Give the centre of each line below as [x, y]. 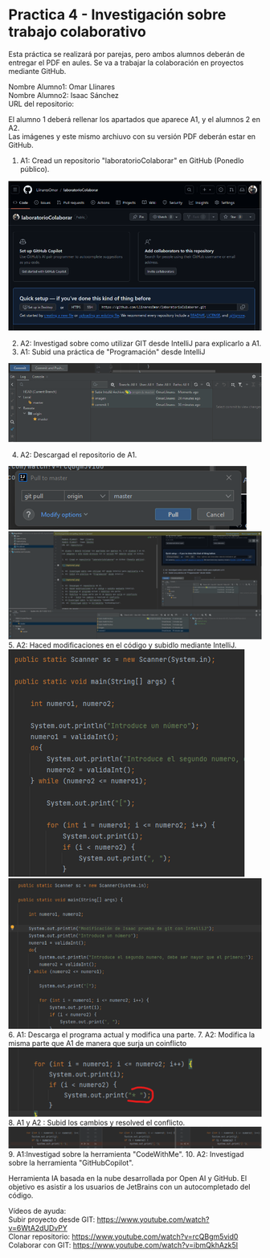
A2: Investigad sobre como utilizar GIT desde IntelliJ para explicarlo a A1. [141, 344]
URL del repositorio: [41, 104]
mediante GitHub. [37, 71]
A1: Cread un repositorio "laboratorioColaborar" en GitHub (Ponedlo [132, 160]
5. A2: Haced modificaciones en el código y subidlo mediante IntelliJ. [123, 645]
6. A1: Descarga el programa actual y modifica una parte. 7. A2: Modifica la [132, 1035]
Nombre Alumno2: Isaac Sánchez [63, 95]
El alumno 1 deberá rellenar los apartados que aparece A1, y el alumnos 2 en [135, 119]
